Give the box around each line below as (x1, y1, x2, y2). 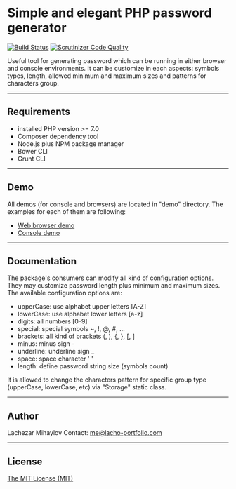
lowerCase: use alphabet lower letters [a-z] (17, 310, 143, 319)
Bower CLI (17, 147, 48, 155)
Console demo (17, 228, 60, 236)
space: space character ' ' (17, 354, 93, 363)
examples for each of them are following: (7, 207, 126, 215)
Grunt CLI (17, 154, 46, 163)
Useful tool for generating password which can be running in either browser (7, 56, 227, 65)
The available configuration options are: (7, 289, 123, 297)
